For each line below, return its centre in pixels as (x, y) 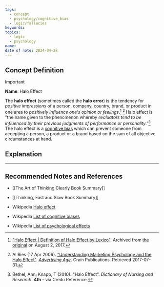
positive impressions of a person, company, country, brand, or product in (79, 106)
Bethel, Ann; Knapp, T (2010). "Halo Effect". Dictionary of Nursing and (82, 274)
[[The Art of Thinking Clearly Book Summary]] (58, 188)
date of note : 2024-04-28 (31, 50)
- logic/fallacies (28, 23)
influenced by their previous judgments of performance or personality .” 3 (78, 123)
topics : (13, 32)
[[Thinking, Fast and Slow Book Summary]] (55, 198)
